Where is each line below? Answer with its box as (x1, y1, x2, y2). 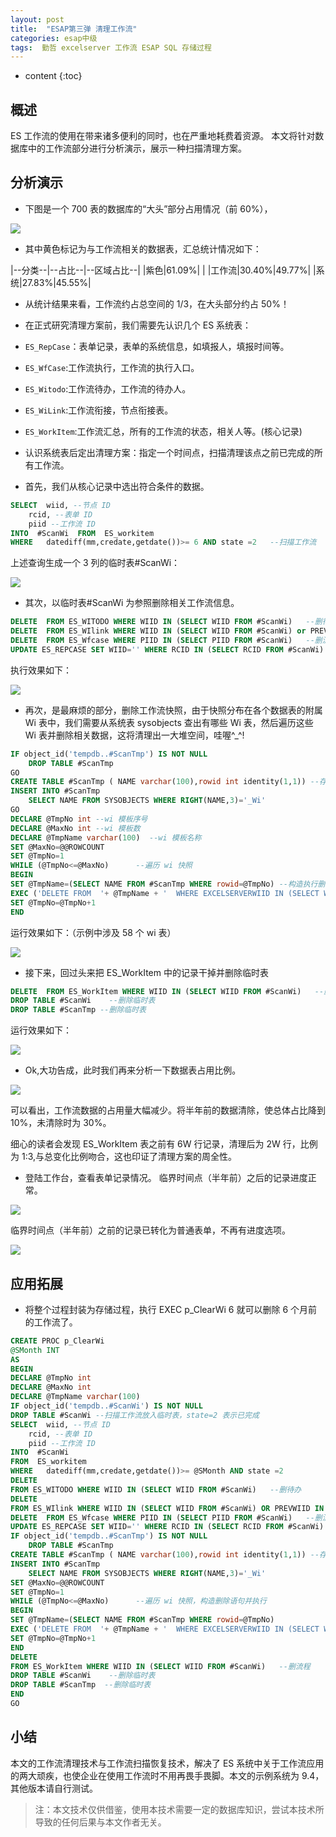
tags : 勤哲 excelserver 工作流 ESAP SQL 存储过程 (10, 42, 212, 53)
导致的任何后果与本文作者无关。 (34, 1816, 167, 1828)
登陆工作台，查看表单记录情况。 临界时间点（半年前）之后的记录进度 (24, 1172, 308, 1184)
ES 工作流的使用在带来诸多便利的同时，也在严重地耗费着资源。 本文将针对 (10, 130, 316, 142)
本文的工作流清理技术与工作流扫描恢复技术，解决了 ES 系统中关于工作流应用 (10, 1757, 325, 1769)
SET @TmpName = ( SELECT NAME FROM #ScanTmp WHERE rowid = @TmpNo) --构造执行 (10, 879, 318, 889)
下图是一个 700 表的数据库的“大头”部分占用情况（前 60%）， (24, 202, 273, 215)
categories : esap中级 (10, 33, 98, 43)
